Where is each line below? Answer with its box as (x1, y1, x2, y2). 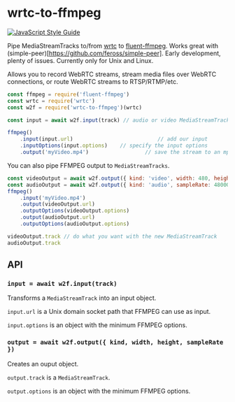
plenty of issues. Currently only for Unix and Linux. (7, 56, 154, 64)
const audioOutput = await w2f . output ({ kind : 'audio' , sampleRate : (7, 181, 211, 188)
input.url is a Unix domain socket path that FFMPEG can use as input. (7, 308, 211, 316)
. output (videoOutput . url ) (20, 201, 96, 208)
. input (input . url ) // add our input (20, 136, 208, 143)
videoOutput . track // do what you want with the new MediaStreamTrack (7, 233, 218, 240)
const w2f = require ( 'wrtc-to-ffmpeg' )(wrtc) (7, 103, 142, 111)
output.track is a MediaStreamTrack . (7, 373, 111, 382)
